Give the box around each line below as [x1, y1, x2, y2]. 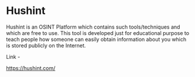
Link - [6, 53, 21, 60]
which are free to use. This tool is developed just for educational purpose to [6, 29, 190, 36]
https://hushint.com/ [6, 64, 56, 71]
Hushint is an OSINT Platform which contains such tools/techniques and [6, 23, 180, 30]
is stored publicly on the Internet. [6, 42, 86, 49]
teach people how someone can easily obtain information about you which [6, 36, 187, 43]
